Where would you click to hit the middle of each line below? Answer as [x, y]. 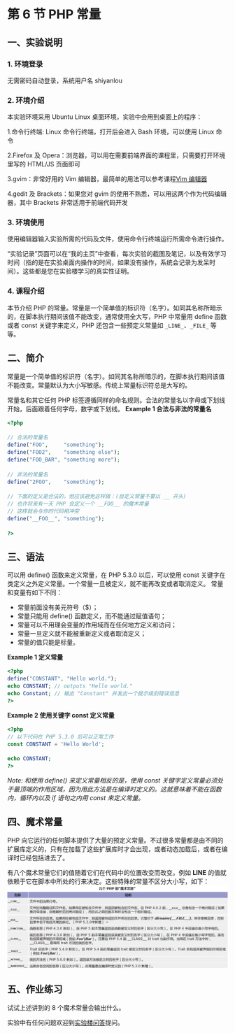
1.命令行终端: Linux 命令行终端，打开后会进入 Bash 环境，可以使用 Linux [111, 132]
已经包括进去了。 [44, 857]
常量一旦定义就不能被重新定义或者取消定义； [82, 634]
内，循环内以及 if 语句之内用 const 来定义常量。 [76, 798]
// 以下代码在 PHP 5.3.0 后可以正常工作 [60, 736]
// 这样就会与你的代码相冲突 [43, 511]
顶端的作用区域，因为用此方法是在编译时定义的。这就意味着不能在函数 [120, 789]
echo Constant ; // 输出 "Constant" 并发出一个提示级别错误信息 [93, 694]
